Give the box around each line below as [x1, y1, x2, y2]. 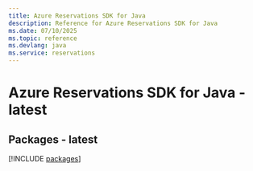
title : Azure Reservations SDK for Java [8, 11, 147, 20]
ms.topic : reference [8, 34, 78, 43]
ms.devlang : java [8, 42, 67, 50]
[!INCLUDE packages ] [8, 154, 81, 163]
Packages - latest [8, 132, 98, 146]
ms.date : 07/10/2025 [8, 26, 78, 35]
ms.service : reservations [8, 49, 95, 57]
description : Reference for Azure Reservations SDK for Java [8, 19, 218, 27]
